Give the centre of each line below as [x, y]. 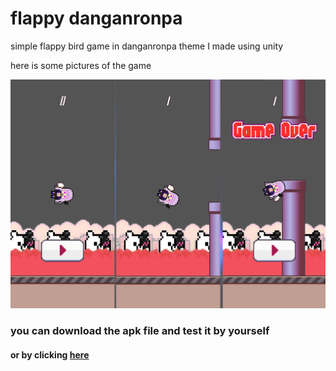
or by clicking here [50, 354]
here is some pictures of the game [81, 65]
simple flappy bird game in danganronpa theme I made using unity [147, 46]
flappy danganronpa [96, 18]
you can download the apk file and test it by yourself [140, 331]
